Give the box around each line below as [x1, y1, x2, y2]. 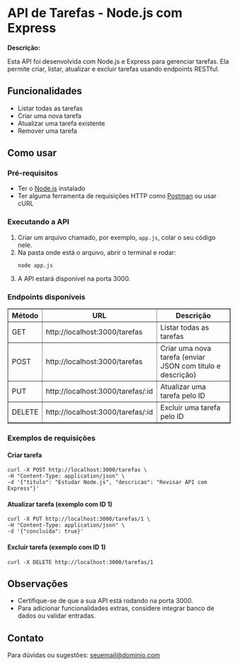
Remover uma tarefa [17, 126, 77, 135]
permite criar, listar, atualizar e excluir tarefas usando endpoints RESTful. [7, 64, 220, 73]
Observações [7, 578, 69, 590]
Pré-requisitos [7, 168, 58, 178]
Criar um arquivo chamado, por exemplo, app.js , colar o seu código [17, 233, 216, 241]
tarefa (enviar [160, 352, 205, 362]
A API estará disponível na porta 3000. [17, 274, 131, 282]
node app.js [17, 262, 53, 269]
